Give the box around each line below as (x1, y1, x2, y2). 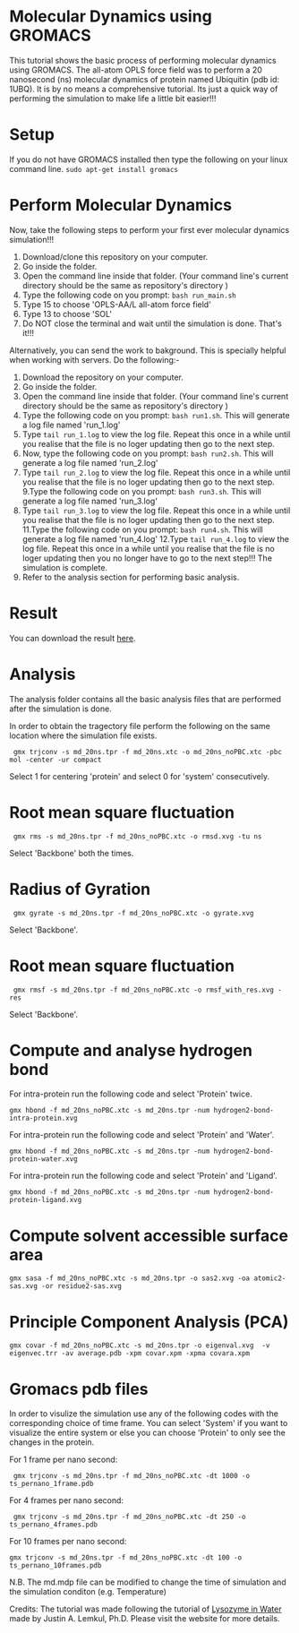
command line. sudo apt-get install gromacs (9, 163, 179, 174)
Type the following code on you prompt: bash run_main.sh (21, 289, 236, 300)
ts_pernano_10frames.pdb (9, 1561, 102, 1570)
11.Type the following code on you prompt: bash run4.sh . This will (21, 524, 263, 535)
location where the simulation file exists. (9, 730, 158, 741)
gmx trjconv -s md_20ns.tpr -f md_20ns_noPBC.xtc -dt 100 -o (9, 1553, 243, 1562)
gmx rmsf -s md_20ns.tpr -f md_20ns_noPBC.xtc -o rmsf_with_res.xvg (13, 985, 275, 994)
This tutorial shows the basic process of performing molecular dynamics (9, 55, 277, 65)
